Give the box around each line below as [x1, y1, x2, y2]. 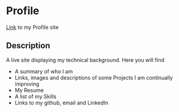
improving [14, 80, 40, 87]
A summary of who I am [14, 68, 73, 75]
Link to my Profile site [6, 24, 59, 31]
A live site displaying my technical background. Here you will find [6, 56, 165, 63]
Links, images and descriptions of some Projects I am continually [14, 74, 173, 81]
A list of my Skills [14, 93, 57, 100]
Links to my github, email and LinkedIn [14, 99, 109, 106]
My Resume [14, 87, 44, 94]
